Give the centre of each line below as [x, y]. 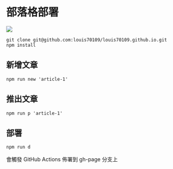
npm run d [19, 147]
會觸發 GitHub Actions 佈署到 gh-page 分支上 [62, 159]
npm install [21, 45]
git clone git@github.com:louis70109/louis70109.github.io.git [87, 40]
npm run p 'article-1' [34, 113]
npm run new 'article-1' [37, 79]
